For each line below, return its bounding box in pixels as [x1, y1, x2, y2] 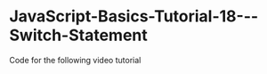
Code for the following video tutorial [9, 54, 142, 65]
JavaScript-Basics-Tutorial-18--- [9, 6, 259, 27]
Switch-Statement [9, 25, 149, 45]
